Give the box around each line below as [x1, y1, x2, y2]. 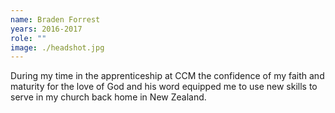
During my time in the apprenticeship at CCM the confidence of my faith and [10, 70, 325, 82]
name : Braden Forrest [10, 14, 101, 25]
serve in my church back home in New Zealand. [10, 91, 207, 103]
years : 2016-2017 [10, 24, 83, 34]
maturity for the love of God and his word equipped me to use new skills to [10, 81, 318, 93]
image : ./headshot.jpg [10, 42, 105, 53]
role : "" [10, 33, 47, 43]
